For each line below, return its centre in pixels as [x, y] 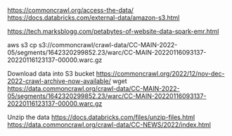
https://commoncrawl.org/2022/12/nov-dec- [160, 74]
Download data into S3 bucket [51, 74]
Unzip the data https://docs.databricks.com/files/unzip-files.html [101, 117]
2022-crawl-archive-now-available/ [59, 81]
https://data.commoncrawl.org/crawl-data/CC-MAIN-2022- [94, 88]
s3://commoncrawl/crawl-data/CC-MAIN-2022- [108, 45]
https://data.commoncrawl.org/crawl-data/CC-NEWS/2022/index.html [109, 125]
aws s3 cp [22, 45]
